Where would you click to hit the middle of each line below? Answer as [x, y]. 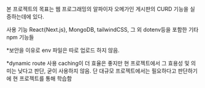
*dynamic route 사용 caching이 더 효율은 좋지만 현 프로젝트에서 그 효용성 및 [98, 63]
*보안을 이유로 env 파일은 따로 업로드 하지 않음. [63, 50]
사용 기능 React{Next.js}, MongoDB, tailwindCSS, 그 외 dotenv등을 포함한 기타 [102, 30]
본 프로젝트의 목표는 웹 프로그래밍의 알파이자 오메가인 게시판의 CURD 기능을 [98, 9]
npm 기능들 [20, 37]
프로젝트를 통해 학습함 [46, 79]
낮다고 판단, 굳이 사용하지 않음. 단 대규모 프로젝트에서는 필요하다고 [97, 71]
